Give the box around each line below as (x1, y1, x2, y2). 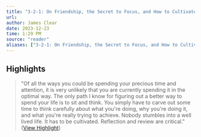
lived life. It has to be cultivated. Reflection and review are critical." (20, 117, 185, 125)
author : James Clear (6, 20, 58, 26)
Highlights (6, 64, 46, 74)
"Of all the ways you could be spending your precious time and (20, 80, 176, 87)
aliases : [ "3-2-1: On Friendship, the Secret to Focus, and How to (6, 42, 178, 48)
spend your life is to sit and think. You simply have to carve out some (20, 99, 191, 106)
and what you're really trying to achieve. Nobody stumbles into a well (20, 111, 191, 119)
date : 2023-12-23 (6, 25, 50, 32)
